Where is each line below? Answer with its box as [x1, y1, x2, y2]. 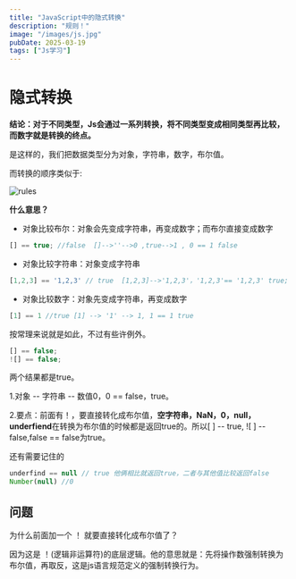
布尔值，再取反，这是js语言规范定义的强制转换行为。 [9, 560, 204, 570]
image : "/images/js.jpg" [9, 29, 102, 38]
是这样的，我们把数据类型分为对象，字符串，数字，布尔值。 [9, 149, 229, 160]
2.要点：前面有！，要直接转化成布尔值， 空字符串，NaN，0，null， [9, 410, 257, 421]
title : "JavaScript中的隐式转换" [9, 13, 126, 22]
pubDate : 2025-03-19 [9, 38, 87, 47]
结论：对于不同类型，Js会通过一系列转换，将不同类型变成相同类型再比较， [9, 119, 285, 130]
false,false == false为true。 [9, 432, 111, 443]
